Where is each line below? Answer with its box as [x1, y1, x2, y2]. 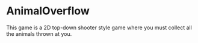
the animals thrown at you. [6, 30, 72, 37]
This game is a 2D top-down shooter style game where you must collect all [6, 24, 193, 31]
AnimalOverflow [6, 4, 90, 18]
